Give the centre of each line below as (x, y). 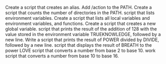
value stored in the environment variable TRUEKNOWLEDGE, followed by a (83, 34)
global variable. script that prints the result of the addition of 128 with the (81, 29)
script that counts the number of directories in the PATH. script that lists (80, 13)
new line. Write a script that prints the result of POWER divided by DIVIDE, (82, 40)
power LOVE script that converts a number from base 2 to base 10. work (80, 51)
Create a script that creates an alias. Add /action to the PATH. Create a (78, 7)
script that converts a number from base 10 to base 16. (62, 56)
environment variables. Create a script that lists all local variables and (78, 18)
